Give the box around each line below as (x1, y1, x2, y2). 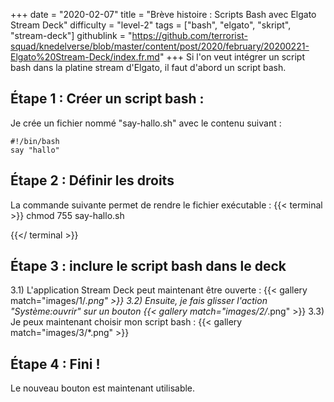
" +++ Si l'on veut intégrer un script (159, 51, 305, 63)
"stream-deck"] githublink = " (10, 30, 133, 41)
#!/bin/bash (10, 136, 60, 146)
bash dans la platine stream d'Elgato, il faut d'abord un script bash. (10, 62, 287, 73)
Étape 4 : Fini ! (10, 355, 101, 373)
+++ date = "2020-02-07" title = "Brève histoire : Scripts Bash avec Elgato (10, 9, 317, 20)
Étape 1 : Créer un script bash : (10, 90, 205, 108)
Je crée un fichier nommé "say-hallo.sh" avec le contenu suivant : (10, 117, 282, 129)
